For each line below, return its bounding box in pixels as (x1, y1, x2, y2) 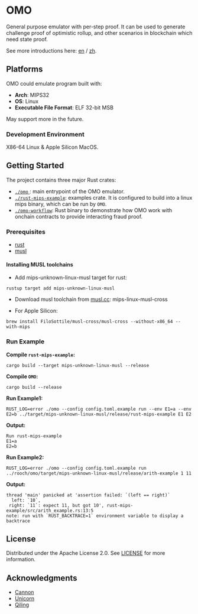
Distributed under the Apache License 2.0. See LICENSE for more (6, 550, 165, 557)
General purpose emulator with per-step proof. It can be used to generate (6, 23, 186, 30)
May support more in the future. (6, 115, 84, 122)
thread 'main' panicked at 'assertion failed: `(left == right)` (6, 492, 170, 498)
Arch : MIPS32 (14, 91, 50, 98)
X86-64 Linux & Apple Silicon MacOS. (6, 144, 99, 151)
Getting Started (6, 161, 64, 171)
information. (6, 556, 36, 563)
